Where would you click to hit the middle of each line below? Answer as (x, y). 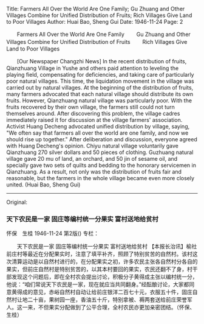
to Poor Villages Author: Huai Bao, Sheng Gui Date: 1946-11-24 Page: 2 (95, 22)
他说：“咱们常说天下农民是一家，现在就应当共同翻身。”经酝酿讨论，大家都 (98, 284)
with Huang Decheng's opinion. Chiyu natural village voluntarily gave (93, 146)
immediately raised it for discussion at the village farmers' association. (94, 120)
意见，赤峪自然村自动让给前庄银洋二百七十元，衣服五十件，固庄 (112, 292)
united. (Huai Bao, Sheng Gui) (43, 185)
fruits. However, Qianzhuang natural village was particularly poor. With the (99, 100)
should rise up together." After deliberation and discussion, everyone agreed (102, 139)
